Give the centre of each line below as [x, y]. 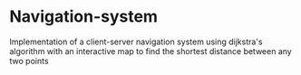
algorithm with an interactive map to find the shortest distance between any [150, 51]
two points [29, 61]
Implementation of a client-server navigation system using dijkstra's [136, 42]
